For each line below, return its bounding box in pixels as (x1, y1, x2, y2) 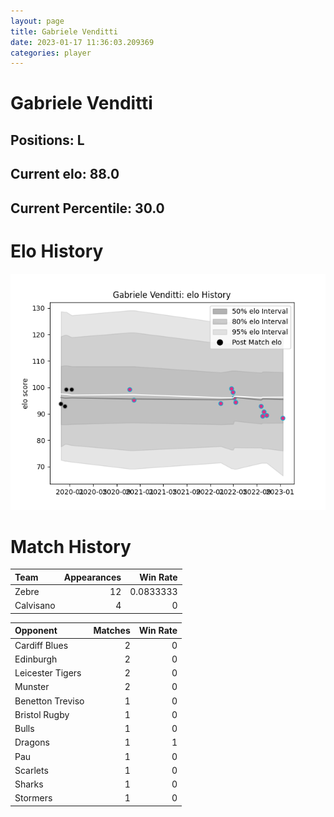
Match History (10, 535, 132, 558)
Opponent (14, 625, 58, 637)
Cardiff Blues (14, 639, 69, 651)
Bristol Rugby (14, 708, 70, 720)
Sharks (14, 778, 44, 790)
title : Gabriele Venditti (10, 26, 118, 37)
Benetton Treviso (14, 695, 85, 707)
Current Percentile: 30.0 (10, 200, 165, 217)
